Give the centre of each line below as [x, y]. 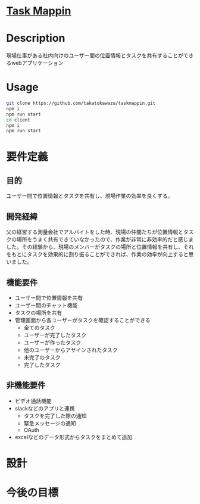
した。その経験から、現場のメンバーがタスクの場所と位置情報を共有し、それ [100, 247]
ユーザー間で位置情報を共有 [49, 298]
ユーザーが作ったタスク [52, 342]
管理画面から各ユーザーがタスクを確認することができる [82, 320]
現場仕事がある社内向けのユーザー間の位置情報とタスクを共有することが [95, 55]
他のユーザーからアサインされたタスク [71, 350]
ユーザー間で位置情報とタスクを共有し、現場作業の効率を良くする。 [90, 196]
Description [36, 38]
